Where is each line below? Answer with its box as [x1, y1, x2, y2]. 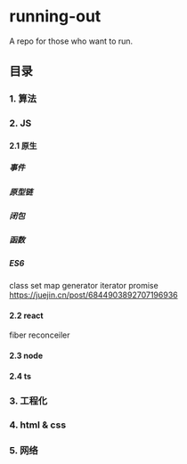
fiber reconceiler [9, 330, 70, 340]
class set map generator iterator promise [9, 281, 159, 291]
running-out [9, 6, 102, 27]
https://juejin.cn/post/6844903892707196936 [9, 289, 178, 300]
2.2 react [9, 310, 44, 321]
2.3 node [9, 350, 43, 362]
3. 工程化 [9, 395, 48, 407]
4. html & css [9, 419, 67, 431]
